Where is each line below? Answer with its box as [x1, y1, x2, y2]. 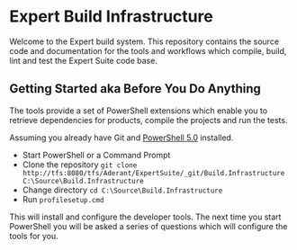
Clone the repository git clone [22, 159, 138, 170]
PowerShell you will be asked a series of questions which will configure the [9, 220, 288, 231]
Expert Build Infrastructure [9, 6, 213, 27]
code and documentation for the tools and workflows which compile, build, [9, 45, 287, 56]
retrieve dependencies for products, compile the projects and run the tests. [9, 114, 288, 125]
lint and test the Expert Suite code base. [9, 55, 157, 66]
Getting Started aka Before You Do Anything [9, 81, 261, 96]
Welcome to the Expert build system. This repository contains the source [9, 36, 280, 47]
